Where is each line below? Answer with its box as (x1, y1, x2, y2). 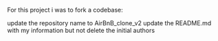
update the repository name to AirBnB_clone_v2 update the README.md (7, 19, 212, 27)
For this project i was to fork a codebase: (7, 6, 124, 14)
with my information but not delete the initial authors (7, 27, 155, 34)
